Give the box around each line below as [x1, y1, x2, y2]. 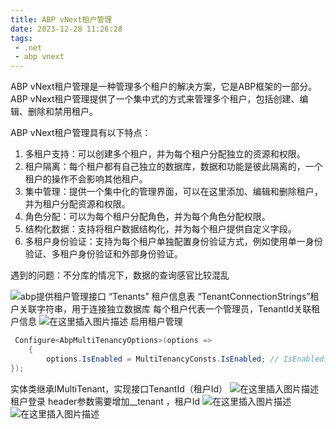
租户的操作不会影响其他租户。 [24, 173, 148, 185]
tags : [10, 33, 33, 43]
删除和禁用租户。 [27, 106, 98, 118]
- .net [14, 42, 43, 53]
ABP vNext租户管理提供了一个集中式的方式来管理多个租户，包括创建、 [10, 93, 300, 105]
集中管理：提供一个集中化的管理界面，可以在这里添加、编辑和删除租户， [24, 186, 323, 198]
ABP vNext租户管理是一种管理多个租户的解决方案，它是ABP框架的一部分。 [10, 81, 318, 93]
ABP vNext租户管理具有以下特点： [10, 127, 152, 139]
